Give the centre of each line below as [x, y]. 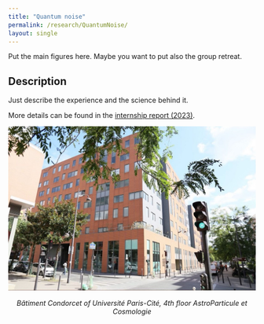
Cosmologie [132, 311]
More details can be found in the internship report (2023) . [101, 116]
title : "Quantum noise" [47, 17]
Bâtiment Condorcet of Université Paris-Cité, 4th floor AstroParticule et [132, 303]
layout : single [33, 33]
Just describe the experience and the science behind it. [98, 100]
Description [37, 81]
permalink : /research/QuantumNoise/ [68, 25]
